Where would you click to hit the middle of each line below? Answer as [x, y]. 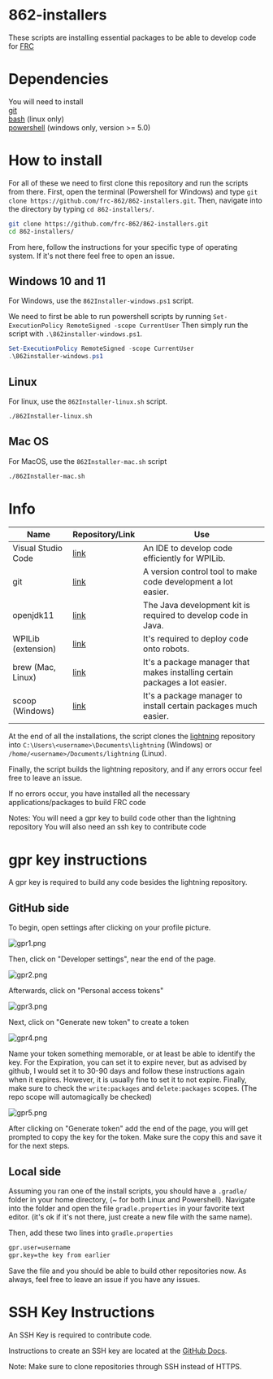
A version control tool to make [200, 571]
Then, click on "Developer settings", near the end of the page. [112, 959]
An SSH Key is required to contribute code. [80, 1335]
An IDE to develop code [188, 549]
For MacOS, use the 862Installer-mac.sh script [88, 461]
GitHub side [39, 908]
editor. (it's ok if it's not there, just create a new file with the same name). [130, 1217]
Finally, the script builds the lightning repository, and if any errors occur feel [135, 769]
